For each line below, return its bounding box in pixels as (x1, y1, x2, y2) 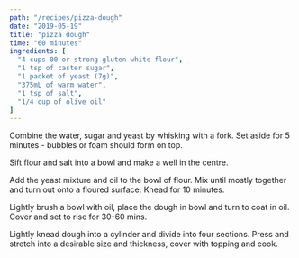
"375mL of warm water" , (17, 80, 106, 89)
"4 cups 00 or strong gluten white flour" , (17, 55, 183, 64)
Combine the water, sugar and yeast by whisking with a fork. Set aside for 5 (9, 130, 290, 141)
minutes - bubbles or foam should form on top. (9, 140, 183, 151)
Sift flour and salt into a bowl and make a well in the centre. (9, 157, 229, 168)
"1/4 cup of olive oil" (17, 97, 106, 106)
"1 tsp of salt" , (17, 88, 83, 97)
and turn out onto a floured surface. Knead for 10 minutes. (9, 184, 225, 195)
